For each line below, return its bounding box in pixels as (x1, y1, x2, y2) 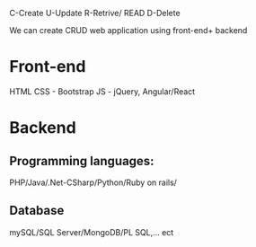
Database (9, 203, 65, 218)
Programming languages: (9, 153, 154, 169)
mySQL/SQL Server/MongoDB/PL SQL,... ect (9, 226, 174, 237)
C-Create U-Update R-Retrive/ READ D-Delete (9, 8, 181, 18)
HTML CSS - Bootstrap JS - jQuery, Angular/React (9, 85, 196, 97)
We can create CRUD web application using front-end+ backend (9, 25, 248, 35)
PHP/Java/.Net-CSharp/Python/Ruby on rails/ (9, 177, 178, 188)
